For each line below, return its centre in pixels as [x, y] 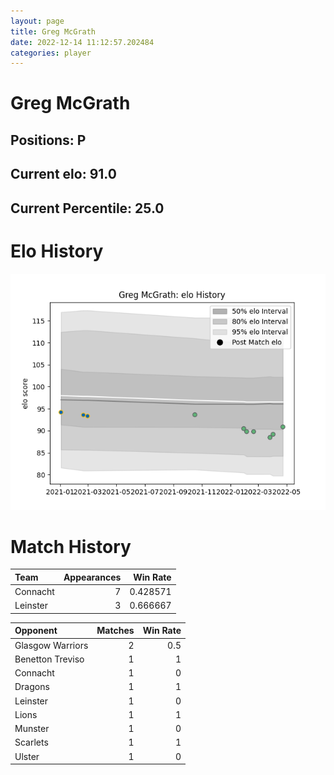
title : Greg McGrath [53, 31]
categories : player [51, 53]
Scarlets [31, 742]
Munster [32, 729]
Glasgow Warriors [51, 645]
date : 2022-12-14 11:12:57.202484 [82, 42]
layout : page [37, 21]
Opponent [36, 631]
